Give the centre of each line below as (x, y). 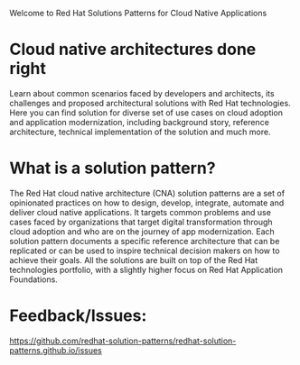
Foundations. (34, 279)
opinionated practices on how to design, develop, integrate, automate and (147, 203)
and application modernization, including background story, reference (139, 122)
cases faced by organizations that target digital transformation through (141, 222)
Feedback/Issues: (78, 316)
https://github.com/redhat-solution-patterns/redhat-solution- (123, 341)
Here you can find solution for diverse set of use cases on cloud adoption (146, 113)
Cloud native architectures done (133, 50)
